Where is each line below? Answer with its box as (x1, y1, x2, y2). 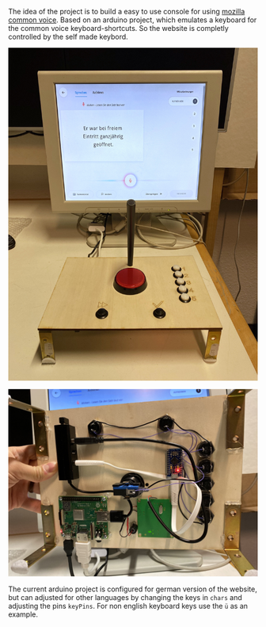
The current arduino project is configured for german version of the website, (8, 584, 257, 594)
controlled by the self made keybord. (8, 32, 128, 41)
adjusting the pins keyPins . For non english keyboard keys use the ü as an (8, 602, 248, 610)
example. (8, 610, 38, 619)
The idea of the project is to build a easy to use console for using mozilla (8, 7, 245, 16)
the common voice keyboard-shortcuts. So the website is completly (8, 24, 230, 32)
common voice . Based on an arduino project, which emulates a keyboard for (8, 15, 257, 25)
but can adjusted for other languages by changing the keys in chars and (8, 593, 243, 602)
